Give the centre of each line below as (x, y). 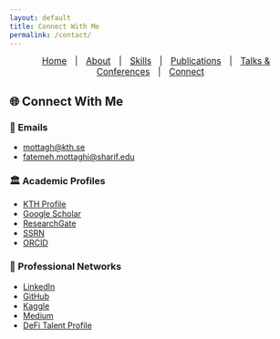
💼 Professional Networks (66, 267)
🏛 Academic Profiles (57, 180)
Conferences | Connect (150, 72)
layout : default (40, 18)
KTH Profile (44, 204)
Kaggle (36, 305)
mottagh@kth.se (54, 148)
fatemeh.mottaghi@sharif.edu (78, 157)
